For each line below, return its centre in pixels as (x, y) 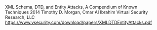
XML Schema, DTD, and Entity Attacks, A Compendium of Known (71, 7)
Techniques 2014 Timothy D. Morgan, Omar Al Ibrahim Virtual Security (77, 12)
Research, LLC (20, 17)
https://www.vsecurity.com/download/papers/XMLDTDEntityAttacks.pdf (78, 22)
